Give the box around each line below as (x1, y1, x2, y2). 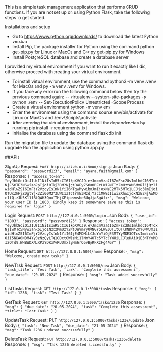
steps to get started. (5, 15, 46, 20)
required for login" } (5, 204, 51, 209)
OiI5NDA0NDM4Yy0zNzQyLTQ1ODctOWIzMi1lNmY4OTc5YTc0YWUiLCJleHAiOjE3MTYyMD (5, 236, 158, 241)
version (12, 39, 28, 44)
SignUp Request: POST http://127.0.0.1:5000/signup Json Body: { (5, 164, 139, 169)
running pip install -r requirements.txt (12, 125, 87, 131)
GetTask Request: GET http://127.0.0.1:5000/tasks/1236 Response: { (5, 299, 146, 305)
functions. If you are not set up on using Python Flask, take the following (5, 9, 150, 15)
